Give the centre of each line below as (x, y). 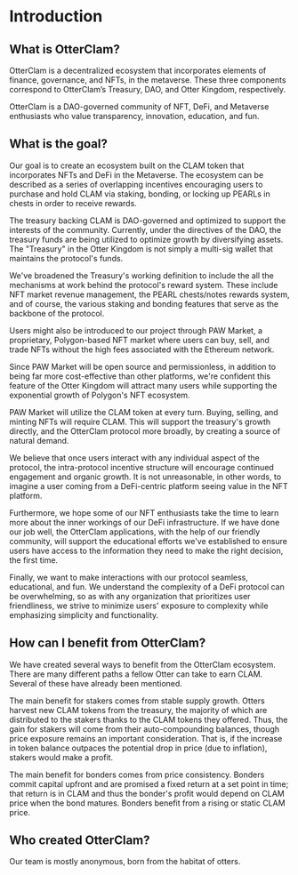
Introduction (56, 16)
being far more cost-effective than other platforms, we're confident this (140, 376)
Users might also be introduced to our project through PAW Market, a (136, 330)
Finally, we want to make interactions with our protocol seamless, (129, 577)
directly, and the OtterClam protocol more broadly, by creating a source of (145, 431)
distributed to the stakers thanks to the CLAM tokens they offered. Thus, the (149, 719)
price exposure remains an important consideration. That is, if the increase (146, 738)
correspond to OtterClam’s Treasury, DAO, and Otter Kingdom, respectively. (148, 89)
